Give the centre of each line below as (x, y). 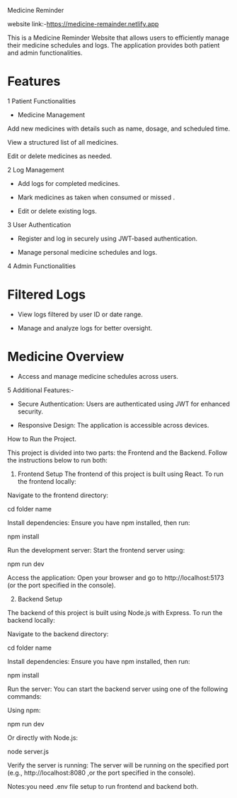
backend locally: (31, 620)
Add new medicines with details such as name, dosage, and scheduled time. (119, 128)
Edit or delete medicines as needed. (59, 156)
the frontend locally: (47, 481)
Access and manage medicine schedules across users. (98, 376)
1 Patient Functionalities (42, 101)
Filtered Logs (47, 295)
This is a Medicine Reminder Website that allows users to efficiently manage (118, 38)
